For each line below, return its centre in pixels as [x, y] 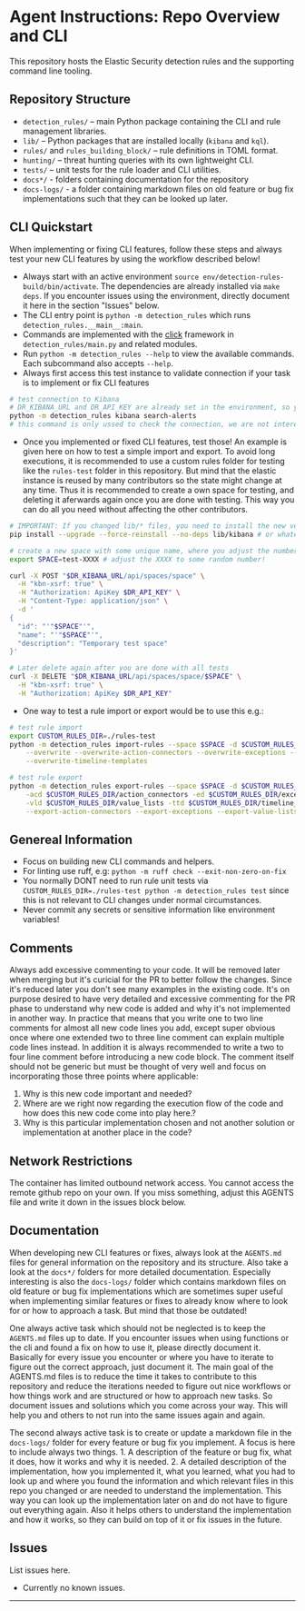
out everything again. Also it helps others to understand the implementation [151, 1509]
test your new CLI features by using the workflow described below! [135, 259]
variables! [41, 920]
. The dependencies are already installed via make [188, 286]
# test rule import [46, 727]
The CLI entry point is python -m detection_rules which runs [137, 314]
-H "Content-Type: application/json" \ [93, 602]
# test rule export [46, 778]
